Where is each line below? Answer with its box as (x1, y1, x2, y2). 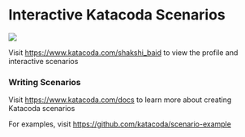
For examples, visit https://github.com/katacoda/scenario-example (8, 119, 231, 129)
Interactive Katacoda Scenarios (8, 6, 226, 24)
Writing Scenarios (8, 76, 81, 88)
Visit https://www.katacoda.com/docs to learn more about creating (8, 95, 232, 105)
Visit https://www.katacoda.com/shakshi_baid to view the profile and (8, 47, 239, 58)
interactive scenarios (8, 56, 79, 66)
